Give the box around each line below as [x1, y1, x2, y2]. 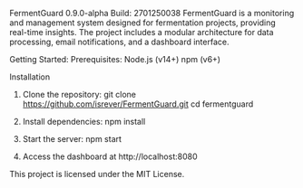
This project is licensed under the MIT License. [9, 169, 185, 179]
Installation [9, 71, 51, 82]
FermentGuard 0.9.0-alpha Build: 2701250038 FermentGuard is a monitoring [9, 8, 295, 18]
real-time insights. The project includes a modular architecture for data [9, 27, 274, 37]
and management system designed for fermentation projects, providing [9, 17, 277, 28]
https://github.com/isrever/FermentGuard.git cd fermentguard [22, 99, 254, 109]
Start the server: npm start [22, 134, 122, 144]
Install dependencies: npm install [22, 117, 146, 127]
